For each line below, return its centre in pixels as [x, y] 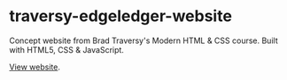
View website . [35, 67]
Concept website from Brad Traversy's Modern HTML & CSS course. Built [143, 40]
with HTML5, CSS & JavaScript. [66, 49]
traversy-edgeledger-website [121, 16]
